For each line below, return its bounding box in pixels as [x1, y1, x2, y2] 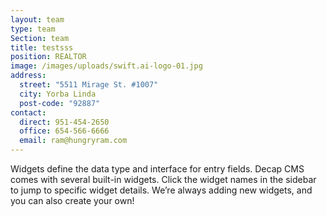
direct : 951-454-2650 [19, 117, 110, 127]
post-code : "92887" [19, 98, 101, 108]
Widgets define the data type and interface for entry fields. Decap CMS [10, 163, 305, 175]
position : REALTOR [10, 52, 87, 62]
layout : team [10, 14, 65, 25]
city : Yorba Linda [19, 89, 97, 99]
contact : [10, 107, 47, 118]
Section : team [10, 33, 70, 43]
